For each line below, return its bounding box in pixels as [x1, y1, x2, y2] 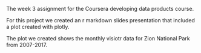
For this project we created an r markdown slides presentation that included [6, 17, 196, 23]
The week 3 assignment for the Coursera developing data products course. [6, 5, 194, 12]
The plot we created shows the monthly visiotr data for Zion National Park [6, 35, 190, 42]
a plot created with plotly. [6, 23, 70, 30]
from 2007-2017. [6, 42, 47, 48]
